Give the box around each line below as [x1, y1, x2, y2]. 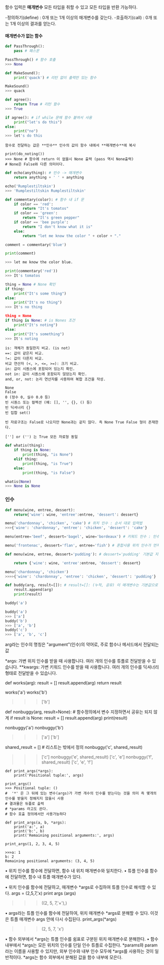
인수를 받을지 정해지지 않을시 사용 [5, 796, 64, 801]
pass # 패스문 [14, 48, 40, 54]
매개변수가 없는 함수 [5, 33, 43, 39]
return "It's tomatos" [22, 206, 69, 211]
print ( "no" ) [14, 129, 38, 134]
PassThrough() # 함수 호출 [5, 57, 56, 62]
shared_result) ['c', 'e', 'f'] [41, 759, 93, 765]
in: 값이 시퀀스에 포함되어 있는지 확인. [5, 366, 75, 372]
